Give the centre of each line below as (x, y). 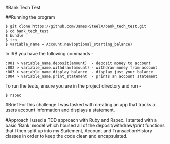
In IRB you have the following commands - (49, 54)
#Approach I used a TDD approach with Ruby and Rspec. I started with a (81, 120)
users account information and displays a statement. (60, 110)
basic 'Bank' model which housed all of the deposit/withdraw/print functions (85, 125)
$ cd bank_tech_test (27, 31)
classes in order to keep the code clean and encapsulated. (66, 136)
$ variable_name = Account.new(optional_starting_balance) (69, 44)
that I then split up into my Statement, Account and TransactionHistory (79, 131)
